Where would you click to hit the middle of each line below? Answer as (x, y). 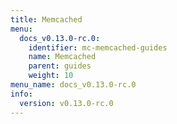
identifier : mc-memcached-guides (98, 47)
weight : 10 (51, 76)
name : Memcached (62, 57)
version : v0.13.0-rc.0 (66, 103)
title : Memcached (46, 19)
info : (21, 94)
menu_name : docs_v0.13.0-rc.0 (73, 85)
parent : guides (60, 66)
